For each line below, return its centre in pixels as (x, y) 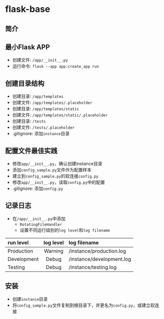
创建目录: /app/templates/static (46, 109)
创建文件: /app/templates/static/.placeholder (60, 115)
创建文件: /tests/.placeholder (43, 127)
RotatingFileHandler (41, 225)
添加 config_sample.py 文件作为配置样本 (52, 170)
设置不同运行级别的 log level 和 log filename (65, 230)
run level (18, 242)
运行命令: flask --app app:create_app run (55, 66)
